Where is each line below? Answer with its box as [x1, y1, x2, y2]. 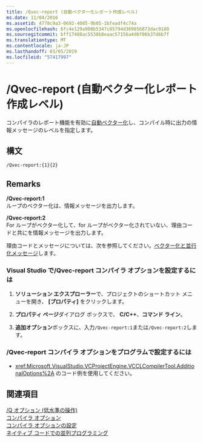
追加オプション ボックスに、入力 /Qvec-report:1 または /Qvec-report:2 [15, 323, 187, 331]
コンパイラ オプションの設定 [6, 421, 77, 429]
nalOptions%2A [15, 369, 55, 377]
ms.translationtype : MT [6, 37, 67, 43]
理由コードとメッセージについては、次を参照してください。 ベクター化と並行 [6, 242, 197, 249]
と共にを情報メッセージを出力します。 [11, 229, 107, 237]
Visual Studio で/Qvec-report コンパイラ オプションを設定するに [6, 266, 196, 275]
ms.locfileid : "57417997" [6, 54, 72, 60]
